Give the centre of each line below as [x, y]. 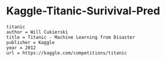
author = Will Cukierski [37, 32]
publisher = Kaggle [31, 42]
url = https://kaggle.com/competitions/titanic [67, 53]
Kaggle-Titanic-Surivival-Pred [83, 11]
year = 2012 [21, 48]
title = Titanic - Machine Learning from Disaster [71, 37]
